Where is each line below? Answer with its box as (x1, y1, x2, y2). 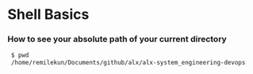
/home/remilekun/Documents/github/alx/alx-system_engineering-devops (10, 59, 246, 67)
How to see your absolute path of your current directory (7, 34, 227, 45)
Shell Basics (7, 6, 90, 24)
